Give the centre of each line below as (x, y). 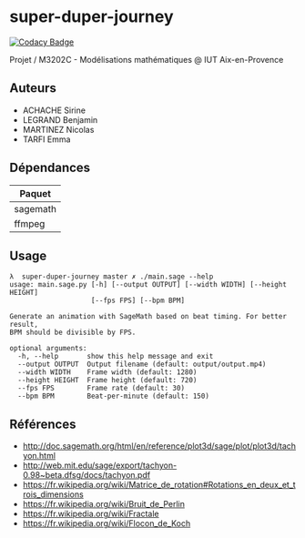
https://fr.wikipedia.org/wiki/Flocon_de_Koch (107, 523)
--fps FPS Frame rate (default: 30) (101, 389)
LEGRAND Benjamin (60, 119)
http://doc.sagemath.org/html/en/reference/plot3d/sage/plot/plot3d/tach (159, 446)
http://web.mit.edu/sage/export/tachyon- (100, 465)
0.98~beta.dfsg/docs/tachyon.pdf (86, 475)
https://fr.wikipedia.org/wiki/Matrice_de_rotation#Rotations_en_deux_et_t (159, 485)
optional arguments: (49, 349)
